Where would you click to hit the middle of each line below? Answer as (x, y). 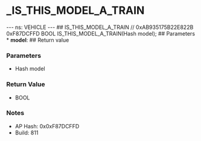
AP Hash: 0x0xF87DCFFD (47, 126)
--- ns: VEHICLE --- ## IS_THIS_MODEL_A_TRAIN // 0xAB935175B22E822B (100, 27)
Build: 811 (27, 133)
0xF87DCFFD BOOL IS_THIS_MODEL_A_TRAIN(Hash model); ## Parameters (101, 33)
